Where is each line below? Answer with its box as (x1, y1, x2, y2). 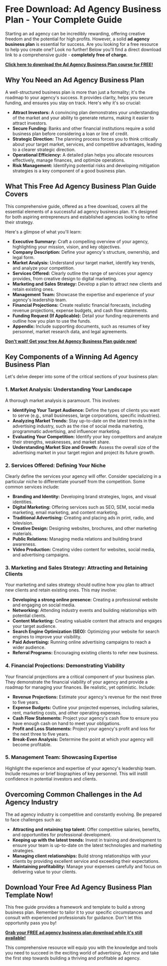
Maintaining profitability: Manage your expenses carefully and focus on (12, 863, 162, 869)
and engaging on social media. (12, 602, 76, 608)
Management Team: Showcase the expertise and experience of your (12, 291, 155, 297)
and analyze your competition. (12, 265, 75, 271)
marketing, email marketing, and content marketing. (12, 509, 119, 515)
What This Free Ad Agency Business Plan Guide (5, 182, 157, 191)
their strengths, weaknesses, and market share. (12, 439, 111, 445)
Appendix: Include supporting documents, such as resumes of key (12, 323, 151, 329)
